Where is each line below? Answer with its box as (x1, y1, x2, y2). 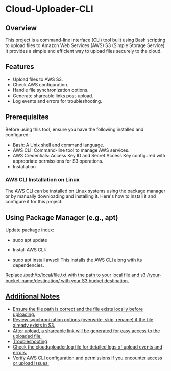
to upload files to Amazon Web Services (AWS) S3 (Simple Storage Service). (5, 42, 166, 49)
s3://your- (140, 272, 162, 278)
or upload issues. (12, 360, 50, 366)
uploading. (12, 311, 36, 317)
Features (5, 62, 34, 72)
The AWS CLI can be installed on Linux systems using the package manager (5, 188, 166, 194)
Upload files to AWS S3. (12, 76, 63, 82)
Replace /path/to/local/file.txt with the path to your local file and (5, 272, 139, 278)
